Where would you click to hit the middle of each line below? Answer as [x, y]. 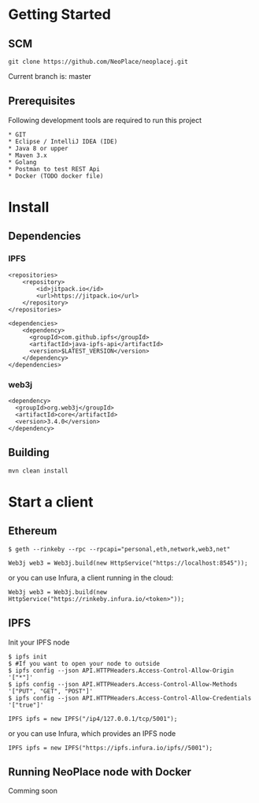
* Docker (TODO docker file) [56, 176]
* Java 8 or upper [38, 148]
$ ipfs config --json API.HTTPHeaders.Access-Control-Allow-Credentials [130, 698]
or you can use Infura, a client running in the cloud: [91, 577]
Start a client [51, 502]
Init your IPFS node [39, 642]
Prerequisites [42, 101]
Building [29, 452]
